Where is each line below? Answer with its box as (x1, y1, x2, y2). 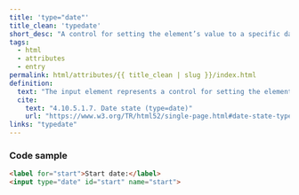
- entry (17, 63, 46, 72)
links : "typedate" (9, 121, 77, 129)
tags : (9, 37, 29, 47)
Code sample (9, 149, 69, 161)
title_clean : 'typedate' (9, 21, 101, 30)
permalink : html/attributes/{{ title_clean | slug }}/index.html (9, 71, 256, 80)
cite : (17, 95, 38, 105)
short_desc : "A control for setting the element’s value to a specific (9, 29, 280, 38)
